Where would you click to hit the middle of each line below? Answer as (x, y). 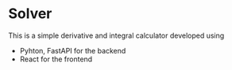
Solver (30, 14)
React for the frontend (56, 59)
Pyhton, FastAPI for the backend (73, 50)
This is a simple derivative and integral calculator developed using (116, 35)
